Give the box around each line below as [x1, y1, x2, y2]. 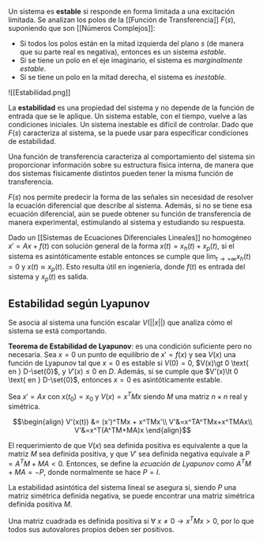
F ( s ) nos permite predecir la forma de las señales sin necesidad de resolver [8, 193, 254, 201]
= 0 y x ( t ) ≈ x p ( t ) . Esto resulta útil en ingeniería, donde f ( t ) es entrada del [8, 262, 246, 273]
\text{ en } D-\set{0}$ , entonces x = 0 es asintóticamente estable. [8, 375, 223, 384]
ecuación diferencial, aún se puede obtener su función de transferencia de [8, 209, 251, 218]
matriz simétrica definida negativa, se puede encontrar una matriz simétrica [8, 491, 255, 501]
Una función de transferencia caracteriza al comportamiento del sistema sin [8, 152, 255, 161]
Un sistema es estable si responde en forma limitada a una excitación [8, 7, 235, 16]
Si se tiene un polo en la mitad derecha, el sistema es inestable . [19, 73, 227, 81]
